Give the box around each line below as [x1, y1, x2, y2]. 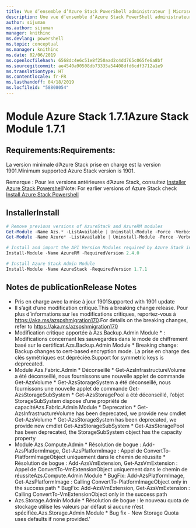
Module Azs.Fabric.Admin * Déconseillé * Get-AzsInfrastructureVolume [14, 366, 186, 373]
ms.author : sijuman [6, 25, 54, 31]
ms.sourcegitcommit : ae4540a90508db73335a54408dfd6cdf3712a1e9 [6, 63, 163, 69]
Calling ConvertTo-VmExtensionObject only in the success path [14, 491, 167, 498]
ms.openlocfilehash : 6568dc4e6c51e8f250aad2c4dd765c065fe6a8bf [6, 57, 163, 63]
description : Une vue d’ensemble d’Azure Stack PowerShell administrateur [6, 14, 192, 20]
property [14, 434, 36, 441]
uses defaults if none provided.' [14, 515, 91, 522]
